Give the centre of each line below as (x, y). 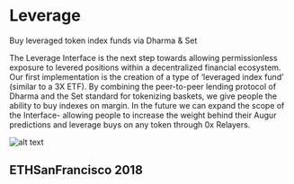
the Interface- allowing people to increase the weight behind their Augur (143, 115)
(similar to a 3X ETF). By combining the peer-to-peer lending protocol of (143, 86)
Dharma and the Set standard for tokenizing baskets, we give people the (143, 96)
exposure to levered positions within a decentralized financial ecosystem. (145, 67)
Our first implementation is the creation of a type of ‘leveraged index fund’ (147, 76)
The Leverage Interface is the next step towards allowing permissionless (143, 57)
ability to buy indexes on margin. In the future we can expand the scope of (147, 105)
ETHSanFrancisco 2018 (76, 170)
